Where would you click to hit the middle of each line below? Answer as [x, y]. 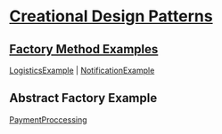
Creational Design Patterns [111, 16]
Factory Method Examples [84, 49]
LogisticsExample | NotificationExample [82, 70]
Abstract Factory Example [83, 98]
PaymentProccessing [48, 119]
